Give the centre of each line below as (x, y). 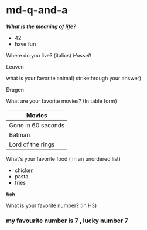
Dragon (15, 89)
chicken (24, 170)
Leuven (15, 67)
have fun (25, 44)
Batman (20, 134)
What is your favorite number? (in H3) (52, 205)
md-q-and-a (37, 10)
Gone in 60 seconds (37, 125)
